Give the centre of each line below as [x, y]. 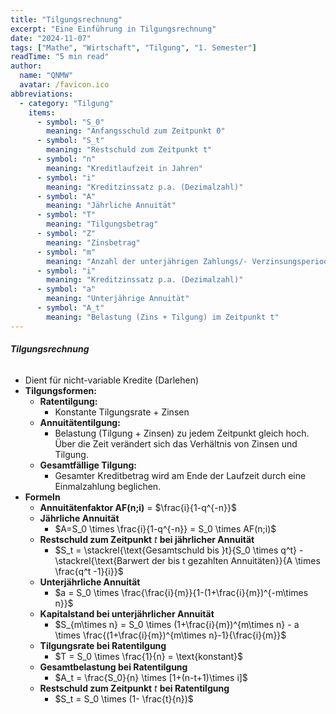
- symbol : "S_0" [70, 122]
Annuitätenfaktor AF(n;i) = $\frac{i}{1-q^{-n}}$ [138, 507]
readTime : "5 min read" [60, 57]
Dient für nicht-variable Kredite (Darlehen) [112, 380]
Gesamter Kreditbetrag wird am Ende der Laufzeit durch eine [180, 475]
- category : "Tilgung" [66, 103]
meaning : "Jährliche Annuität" [111, 206]
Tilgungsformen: [60, 390]
